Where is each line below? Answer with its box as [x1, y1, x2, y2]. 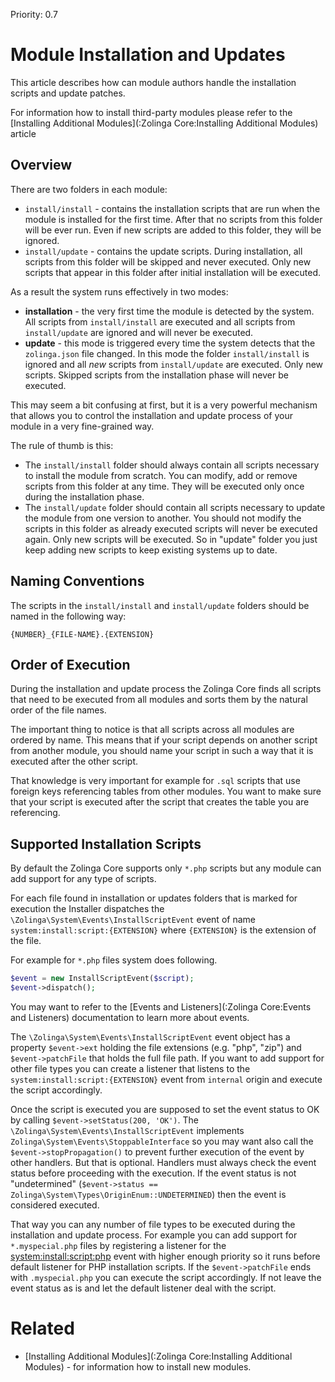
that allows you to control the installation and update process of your [10, 409, 293, 421]
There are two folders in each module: [10, 183, 168, 195]
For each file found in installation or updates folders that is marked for [10, 892, 298, 904]
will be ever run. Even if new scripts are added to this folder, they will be [24, 224, 322, 236]
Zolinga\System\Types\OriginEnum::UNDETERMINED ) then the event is [10, 1188, 287, 1200]
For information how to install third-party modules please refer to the [10, 106, 293, 118]
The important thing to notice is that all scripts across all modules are [10, 724, 295, 736]
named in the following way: [10, 610, 127, 622]
